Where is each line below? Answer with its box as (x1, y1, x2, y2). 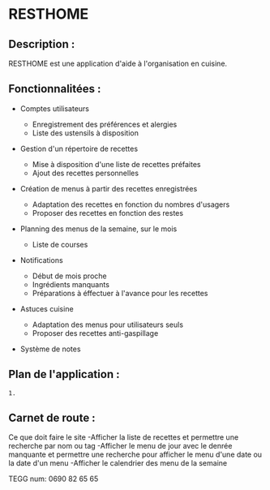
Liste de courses (32, 239, 88, 249)
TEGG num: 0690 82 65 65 (8, 474, 99, 484)
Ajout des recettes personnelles (32, 168, 139, 178)
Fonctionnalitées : (8, 82, 101, 96)
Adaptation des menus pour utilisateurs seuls (32, 320, 184, 329)
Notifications (19, 255, 63, 264)
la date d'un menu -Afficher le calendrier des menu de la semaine (8, 458, 228, 468)
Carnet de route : (8, 411, 96, 425)
